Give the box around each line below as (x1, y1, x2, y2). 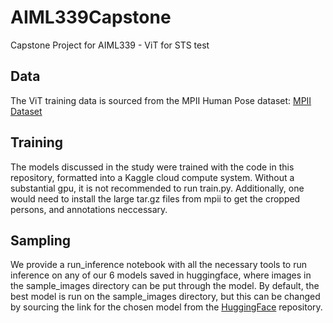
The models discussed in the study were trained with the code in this (10, 161, 295, 173)
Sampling (10, 232, 72, 249)
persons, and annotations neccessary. (10, 203, 168, 215)
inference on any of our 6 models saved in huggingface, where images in (10, 269, 312, 281)
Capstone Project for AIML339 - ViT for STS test (10, 39, 210, 51)
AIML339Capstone (10, 6, 172, 29)
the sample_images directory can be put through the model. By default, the (10, 280, 320, 292)
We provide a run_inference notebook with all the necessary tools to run (10, 259, 307, 271)
